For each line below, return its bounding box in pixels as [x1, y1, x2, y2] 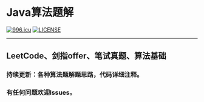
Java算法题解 [6, 5, 74, 19]
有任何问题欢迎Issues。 [6, 89, 76, 97]
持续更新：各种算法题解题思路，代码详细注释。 [6, 70, 143, 79]
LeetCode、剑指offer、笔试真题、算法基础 [6, 51, 167, 61]
